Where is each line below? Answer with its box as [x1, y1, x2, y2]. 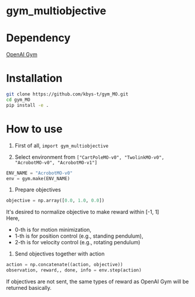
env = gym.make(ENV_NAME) [6, 175, 70, 181]
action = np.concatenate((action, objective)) [6, 262, 123, 268]
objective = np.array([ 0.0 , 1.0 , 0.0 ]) [6, 197, 105, 204]
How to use [6, 122, 63, 136]
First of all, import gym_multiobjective [14, 142, 108, 149]
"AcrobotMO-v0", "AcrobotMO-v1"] [14, 159, 98, 165]
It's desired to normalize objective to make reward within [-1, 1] [6, 209, 159, 216]
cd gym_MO [6, 97, 31, 103]
